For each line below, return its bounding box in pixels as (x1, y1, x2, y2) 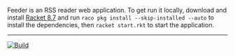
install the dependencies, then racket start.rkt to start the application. (7, 21, 215, 29)
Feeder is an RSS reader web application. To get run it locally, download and (7, 6, 227, 14)
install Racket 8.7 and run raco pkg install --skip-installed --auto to (7, 13, 215, 22)
